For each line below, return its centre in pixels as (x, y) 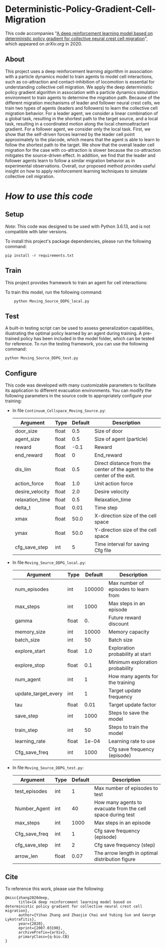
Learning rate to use (132, 741)
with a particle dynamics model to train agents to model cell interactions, (79, 76)
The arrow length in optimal (126, 853)
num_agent (28, 680)
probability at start (130, 654)
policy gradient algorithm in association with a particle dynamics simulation (82, 92)
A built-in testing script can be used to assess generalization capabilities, (80, 328)
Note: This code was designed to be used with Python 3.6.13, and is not (78, 226)
